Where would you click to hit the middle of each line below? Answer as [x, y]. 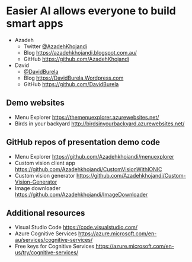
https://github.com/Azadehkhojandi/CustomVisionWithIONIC [88, 169]
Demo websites [36, 103]
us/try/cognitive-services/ [47, 252]
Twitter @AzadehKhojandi [55, 46]
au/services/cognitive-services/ [54, 240]
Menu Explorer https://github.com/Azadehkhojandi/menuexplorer [94, 156]
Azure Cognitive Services [46, 233]
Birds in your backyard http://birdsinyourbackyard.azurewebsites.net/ [100, 124]
